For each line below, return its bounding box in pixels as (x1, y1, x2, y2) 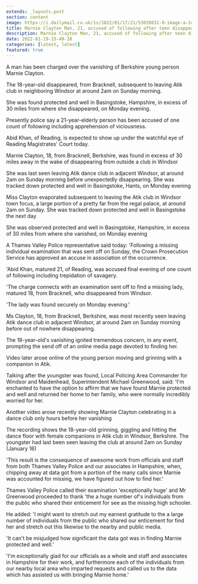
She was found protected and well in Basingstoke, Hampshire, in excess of (6, 99, 187, 106)
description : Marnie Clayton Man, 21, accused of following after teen (6, 31, 186, 37)
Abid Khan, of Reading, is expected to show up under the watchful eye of (6, 134, 184, 141)
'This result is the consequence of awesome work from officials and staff (6, 456, 184, 464)
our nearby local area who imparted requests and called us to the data (6, 565, 177, 572)
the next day (6, 212, 37, 219)
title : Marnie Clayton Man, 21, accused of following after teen (6, 25, 170, 31)
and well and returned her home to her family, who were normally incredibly (6, 390, 190, 397)
